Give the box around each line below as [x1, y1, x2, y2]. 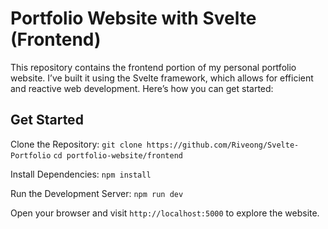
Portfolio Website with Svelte [10, 7, 257, 30]
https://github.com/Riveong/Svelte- [146, 140, 300, 150]
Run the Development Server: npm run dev [10, 187, 184, 199]
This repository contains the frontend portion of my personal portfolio [10, 61, 297, 73]
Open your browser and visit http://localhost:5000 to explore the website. [10, 207, 320, 219]
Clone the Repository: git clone [10, 138, 143, 150]
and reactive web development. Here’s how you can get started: [10, 82, 274, 94]
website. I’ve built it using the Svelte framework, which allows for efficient [10, 72, 314, 84]
